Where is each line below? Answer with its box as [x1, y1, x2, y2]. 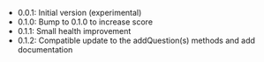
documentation [17, 45, 73, 55]
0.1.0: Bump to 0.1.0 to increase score [17, 17, 153, 27]
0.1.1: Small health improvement [17, 26, 132, 36]
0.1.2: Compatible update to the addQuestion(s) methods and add [17, 35, 256, 45]
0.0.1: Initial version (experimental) [17, 8, 142, 17]
